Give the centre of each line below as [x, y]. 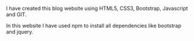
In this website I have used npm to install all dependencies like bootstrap [94, 26]
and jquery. [20, 32]
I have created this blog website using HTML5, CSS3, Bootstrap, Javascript [97, 8]
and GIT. [16, 14]
